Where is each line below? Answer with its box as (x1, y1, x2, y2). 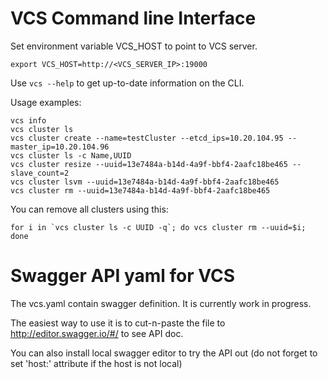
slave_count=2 (10, 168, 70, 178)
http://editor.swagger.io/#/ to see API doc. (10, 327, 184, 339)
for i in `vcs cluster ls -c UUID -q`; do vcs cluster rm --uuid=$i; (10, 222, 307, 232)
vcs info (10, 115, 47, 126)
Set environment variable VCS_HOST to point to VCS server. (10, 40, 258, 52)
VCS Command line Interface (10, 7, 257, 30)
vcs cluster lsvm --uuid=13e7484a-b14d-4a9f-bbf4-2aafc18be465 (10, 177, 280, 187)
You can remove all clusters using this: (10, 203, 169, 215)
